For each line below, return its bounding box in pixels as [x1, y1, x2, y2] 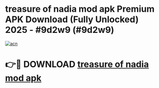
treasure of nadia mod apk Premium [5, 3, 155, 15]
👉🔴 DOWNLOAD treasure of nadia [5, 59, 149, 70]
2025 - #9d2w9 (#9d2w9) [5, 25, 115, 35]
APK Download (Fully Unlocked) [5, 14, 139, 25]
